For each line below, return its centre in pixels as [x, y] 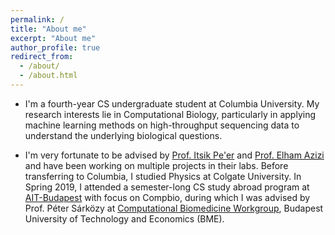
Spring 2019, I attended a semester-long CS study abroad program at [167, 187]
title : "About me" [48, 29]
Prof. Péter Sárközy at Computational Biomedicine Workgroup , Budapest [174, 208]
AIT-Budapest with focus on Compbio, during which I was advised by [167, 197]
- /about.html [48, 76]
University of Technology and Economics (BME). [124, 218]
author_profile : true [55, 47]
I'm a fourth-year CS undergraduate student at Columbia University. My [172, 103]
